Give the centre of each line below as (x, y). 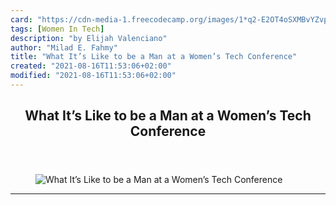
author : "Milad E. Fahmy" (64, 47)
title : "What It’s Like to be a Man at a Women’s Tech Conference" (154, 57)
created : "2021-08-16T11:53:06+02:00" (91, 66)
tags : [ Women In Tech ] (57, 29)
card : (21, 19)
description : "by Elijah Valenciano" (89, 38)
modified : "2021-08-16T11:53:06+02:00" (93, 76)
